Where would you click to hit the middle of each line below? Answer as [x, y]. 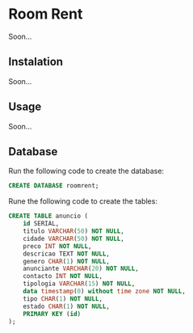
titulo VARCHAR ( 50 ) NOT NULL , [74, 231]
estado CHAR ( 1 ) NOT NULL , [67, 306]
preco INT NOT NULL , [57, 246]
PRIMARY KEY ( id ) [52, 314]
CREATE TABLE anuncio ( [48, 216]
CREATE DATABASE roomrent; [54, 186]
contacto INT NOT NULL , [63, 276]
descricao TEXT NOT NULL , [67, 254]
